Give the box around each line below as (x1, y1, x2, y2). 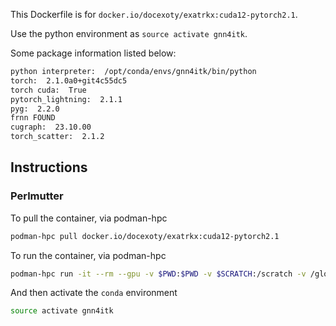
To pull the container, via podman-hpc (10, 212, 168, 224)
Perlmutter (10, 189, 64, 203)
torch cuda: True (10, 85, 87, 95)
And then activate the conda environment (10, 287, 178, 299)
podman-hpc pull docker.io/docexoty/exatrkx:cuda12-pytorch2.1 (10, 231, 280, 241)
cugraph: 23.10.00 (10, 122, 92, 133)
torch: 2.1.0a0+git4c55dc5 (10, 75, 128, 86)
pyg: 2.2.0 (10, 104, 60, 114)
